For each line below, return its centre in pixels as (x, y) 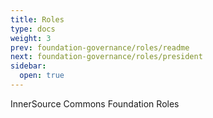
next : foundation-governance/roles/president (106, 57)
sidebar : (28, 66)
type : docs (33, 29)
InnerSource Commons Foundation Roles (95, 103)
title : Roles (37, 19)
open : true (42, 76)
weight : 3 (31, 38)
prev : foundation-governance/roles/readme (100, 47)
